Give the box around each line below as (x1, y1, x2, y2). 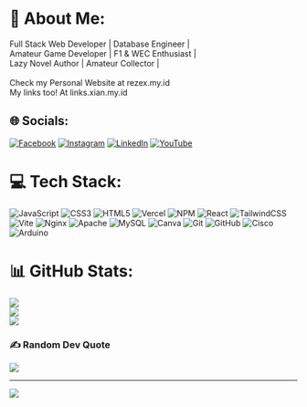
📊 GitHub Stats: (9, 260, 134, 281)
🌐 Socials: (9, 113, 69, 129)
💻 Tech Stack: (9, 171, 122, 192)
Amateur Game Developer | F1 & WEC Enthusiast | (9, 47, 196, 58)
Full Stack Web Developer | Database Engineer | (9, 38, 190, 49)
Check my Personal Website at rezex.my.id (9, 77, 171, 88)
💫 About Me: (9, 8, 106, 29)
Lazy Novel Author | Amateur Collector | (9, 57, 160, 68)
